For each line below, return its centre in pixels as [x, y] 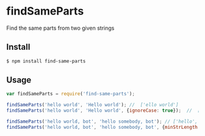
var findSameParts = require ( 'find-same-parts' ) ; [71, 94]
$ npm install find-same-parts [46, 61]
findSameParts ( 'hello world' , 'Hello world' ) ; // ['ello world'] [92, 105]
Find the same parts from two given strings [60, 28]
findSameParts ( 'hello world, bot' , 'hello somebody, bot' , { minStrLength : [103, 127]
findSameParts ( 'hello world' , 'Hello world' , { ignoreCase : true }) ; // [99, 110]
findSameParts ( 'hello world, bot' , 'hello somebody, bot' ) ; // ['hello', [102, 122]
